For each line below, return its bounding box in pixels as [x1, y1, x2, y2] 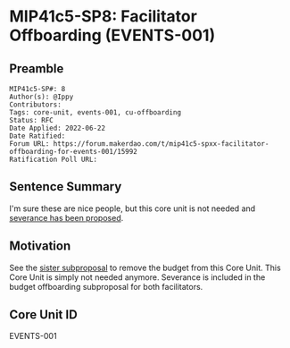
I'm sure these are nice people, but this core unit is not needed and [9, 203, 256, 214]
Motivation [9, 239, 71, 254]
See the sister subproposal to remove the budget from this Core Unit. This [9, 262, 281, 273]
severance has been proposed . [9, 212, 124, 223]
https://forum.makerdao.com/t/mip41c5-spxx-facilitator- [53, 140, 269, 149]
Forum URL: [9, 140, 50, 149]
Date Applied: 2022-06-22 [9, 123, 105, 132]
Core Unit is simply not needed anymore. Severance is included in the [9, 271, 266, 283]
